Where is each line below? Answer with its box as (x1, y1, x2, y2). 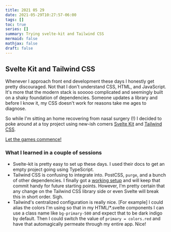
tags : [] (5, 17, 24, 22)
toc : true (5, 22, 27, 27)
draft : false (5, 46, 33, 51)
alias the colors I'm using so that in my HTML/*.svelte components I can (12, 204, 164, 210)
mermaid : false (5, 36, 38, 42)
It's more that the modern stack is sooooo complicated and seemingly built (5, 89, 163, 95)
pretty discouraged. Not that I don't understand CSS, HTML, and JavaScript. (5, 84, 166, 90)
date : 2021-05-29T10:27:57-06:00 (5, 12, 77, 17)
